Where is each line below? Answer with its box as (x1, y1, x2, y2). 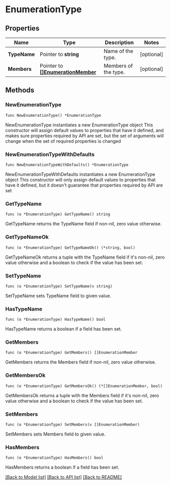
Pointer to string (40, 51, 79, 58)
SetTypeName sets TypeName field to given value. (5, 292, 111, 299)
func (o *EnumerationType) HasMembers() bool (5, 455, 103, 461)
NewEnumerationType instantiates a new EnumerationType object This (5, 121, 153, 128)
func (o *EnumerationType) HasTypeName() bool (5, 317, 106, 322)
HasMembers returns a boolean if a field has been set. (5, 464, 120, 470)
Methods (5, 86, 35, 95)
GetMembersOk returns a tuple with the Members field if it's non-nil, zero (5, 392, 159, 398)
